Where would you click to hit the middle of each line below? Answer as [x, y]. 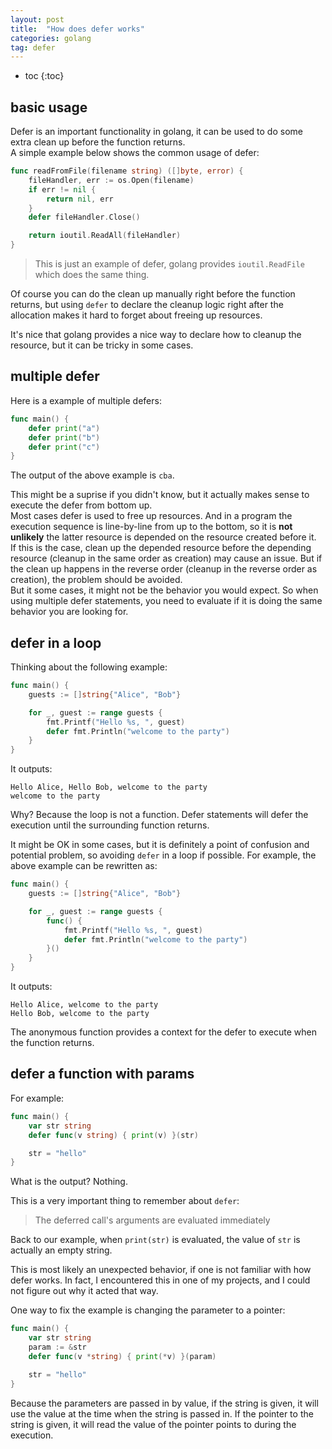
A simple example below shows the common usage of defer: [135, 153]
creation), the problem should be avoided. [96, 580]
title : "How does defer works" [77, 29]
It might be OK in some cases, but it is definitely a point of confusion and [160, 845]
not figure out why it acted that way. [84, 1291]
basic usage [49, 107]
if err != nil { [62, 189]
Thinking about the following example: [89, 667]
